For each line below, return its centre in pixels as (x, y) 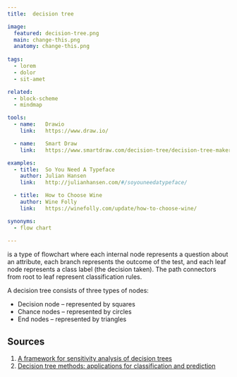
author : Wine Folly (49, 202)
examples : (22, 163)
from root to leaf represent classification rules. (75, 277)
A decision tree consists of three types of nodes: (78, 291)
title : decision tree (41, 14)
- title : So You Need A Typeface (64, 169)
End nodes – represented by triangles (72, 319)
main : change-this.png (47, 40)
